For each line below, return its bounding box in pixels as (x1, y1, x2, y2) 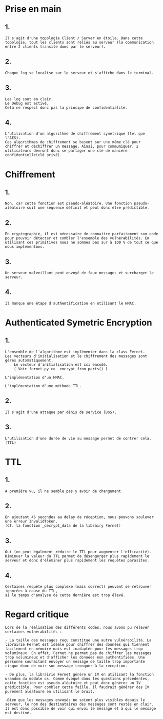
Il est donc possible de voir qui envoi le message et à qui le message (5, 706, 156, 711)
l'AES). (5, 136, 21, 140)
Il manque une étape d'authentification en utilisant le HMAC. (5, 301, 137, 306)
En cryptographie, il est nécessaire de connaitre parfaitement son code (5, 232, 159, 237)
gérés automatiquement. (5, 358, 54, 363)
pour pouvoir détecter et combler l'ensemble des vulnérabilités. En (5, 236, 150, 241)
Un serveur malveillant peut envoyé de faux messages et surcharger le (5, 271, 154, 276)
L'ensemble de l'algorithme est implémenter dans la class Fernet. (5, 349, 145, 354)
